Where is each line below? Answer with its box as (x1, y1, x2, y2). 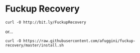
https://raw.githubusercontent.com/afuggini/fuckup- (23, 38, 136, 43)
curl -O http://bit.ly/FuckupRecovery (5, 20, 86, 25)
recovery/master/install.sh (5, 42, 64, 48)
